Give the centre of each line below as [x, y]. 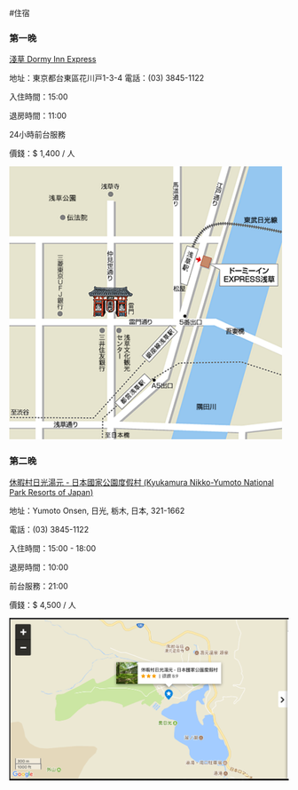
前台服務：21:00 [39, 586]
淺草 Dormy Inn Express [53, 59]
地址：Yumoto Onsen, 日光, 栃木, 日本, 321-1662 [97, 510]
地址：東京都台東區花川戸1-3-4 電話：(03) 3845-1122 [107, 78]
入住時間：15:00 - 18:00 [53, 548]
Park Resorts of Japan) [51, 492]
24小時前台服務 [38, 135]
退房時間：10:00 [39, 567]
